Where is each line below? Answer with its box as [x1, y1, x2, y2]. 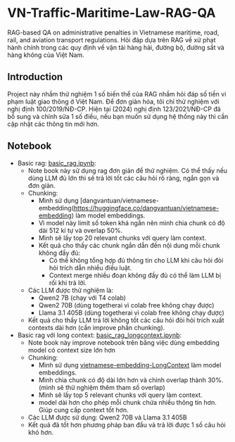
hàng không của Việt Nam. [7, 51, 84, 59]
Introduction [7, 71, 63, 83]
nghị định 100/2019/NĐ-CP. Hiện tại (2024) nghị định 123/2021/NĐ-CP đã [7, 104, 222, 113]
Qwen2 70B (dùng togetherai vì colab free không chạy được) [38, 301, 215, 309]
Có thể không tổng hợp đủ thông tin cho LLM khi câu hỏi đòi [49, 255, 224, 265]
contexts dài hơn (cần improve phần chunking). [27, 323, 165, 331]
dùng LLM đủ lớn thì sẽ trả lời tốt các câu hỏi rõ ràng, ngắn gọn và [27, 174, 220, 182]
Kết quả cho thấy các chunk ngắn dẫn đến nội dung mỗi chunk [38, 241, 220, 249]
